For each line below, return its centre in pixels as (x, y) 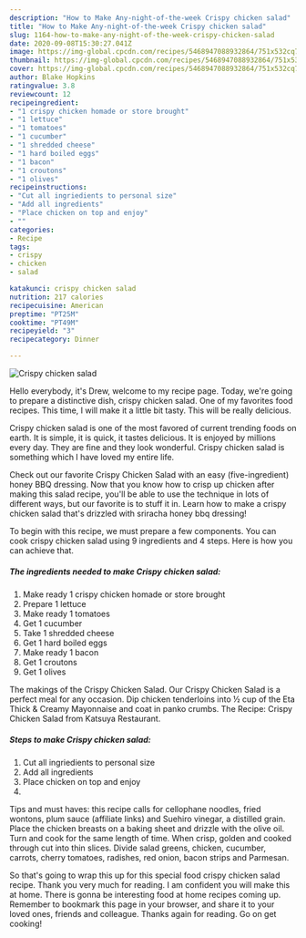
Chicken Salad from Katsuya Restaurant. (85, 718)
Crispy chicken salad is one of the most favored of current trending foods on (153, 428)
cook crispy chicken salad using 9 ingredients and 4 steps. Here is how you (151, 541)
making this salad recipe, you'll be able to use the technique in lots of (139, 494)
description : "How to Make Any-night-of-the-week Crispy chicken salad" (150, 18)
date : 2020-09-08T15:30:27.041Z (71, 43)
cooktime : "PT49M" (44, 323)
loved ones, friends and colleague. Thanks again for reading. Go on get (143, 913)
